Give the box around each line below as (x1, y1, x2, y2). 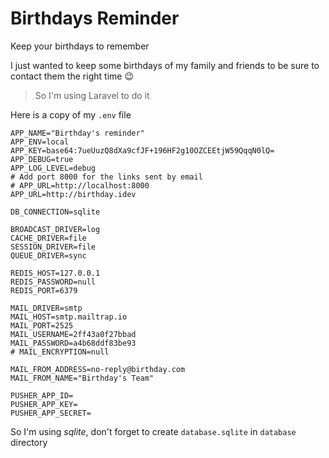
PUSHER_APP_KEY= (10, 399, 78, 409)
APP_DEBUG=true (10, 154, 74, 164)
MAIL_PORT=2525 (10, 320, 74, 331)
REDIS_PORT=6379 (10, 285, 78, 296)
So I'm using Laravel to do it (34, 89, 150, 101)
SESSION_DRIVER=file (10, 242, 97, 252)
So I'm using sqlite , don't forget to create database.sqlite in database (10, 425, 297, 437)
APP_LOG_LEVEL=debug (10, 163, 97, 173)
